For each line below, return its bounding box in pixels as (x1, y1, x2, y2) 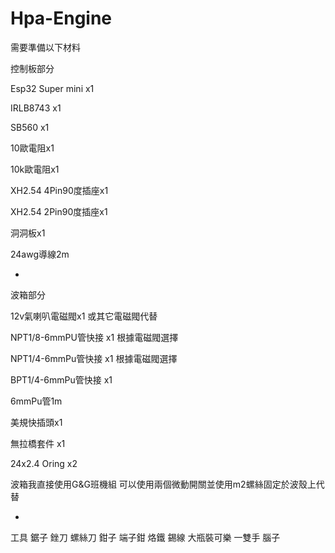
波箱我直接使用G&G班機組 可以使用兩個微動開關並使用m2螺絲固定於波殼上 (10, 478, 317, 490)
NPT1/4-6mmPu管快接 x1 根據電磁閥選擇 (10, 352, 178, 364)
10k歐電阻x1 (10, 163, 60, 175)
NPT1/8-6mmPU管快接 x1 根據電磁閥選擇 (10, 331, 179, 343)
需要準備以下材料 (10, 41, 81, 53)
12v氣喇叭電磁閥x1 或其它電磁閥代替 (10, 310, 158, 322)
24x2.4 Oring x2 (10, 457, 78, 469)
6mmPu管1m (10, 395, 63, 407)
